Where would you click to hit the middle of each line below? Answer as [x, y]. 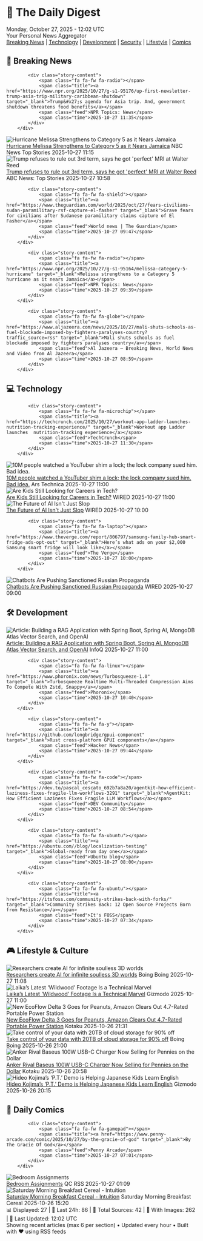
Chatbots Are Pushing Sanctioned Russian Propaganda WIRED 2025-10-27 [100, 586]
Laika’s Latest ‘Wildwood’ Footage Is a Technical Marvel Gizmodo [88, 994]
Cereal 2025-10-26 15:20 [38, 1203]
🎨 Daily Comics [35, 1110]
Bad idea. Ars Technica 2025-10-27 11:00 [58, 484]
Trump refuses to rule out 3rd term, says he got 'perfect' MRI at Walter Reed [101, 172]
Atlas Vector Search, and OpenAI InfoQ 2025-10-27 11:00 [77, 650]
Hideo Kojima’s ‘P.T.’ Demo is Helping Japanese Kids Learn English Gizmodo [101, 1084]
